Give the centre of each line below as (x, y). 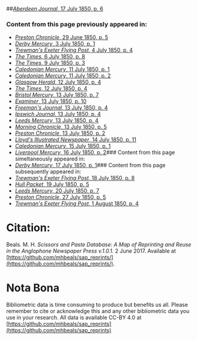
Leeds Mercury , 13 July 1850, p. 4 (57, 120)
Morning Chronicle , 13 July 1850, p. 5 (61, 127)
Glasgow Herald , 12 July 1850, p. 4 (58, 82)
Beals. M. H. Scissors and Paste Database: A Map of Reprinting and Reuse (99, 245)
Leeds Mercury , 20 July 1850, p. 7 (57, 191)
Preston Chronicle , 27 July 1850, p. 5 (60, 197)
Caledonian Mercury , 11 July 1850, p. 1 (62, 69)
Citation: (28, 228)
